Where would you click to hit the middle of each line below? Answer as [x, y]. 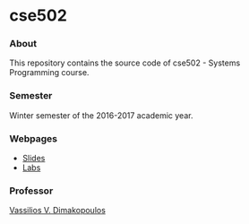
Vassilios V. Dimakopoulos [57, 211]
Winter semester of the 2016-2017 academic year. [101, 115]
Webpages [34, 138]
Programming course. [49, 73]
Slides [34, 159]
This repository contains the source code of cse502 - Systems [125, 63]
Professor [31, 191]
